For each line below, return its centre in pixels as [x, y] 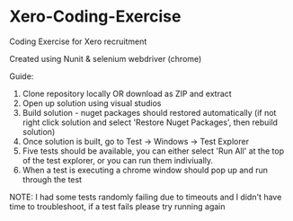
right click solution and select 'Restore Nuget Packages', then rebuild [150, 122]
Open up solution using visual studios [92, 103]
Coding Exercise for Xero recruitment [78, 41]
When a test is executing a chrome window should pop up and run [145, 170]
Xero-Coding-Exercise [95, 17]
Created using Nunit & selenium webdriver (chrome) [106, 58]
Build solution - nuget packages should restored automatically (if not [149, 112]
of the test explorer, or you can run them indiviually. [118, 160]
